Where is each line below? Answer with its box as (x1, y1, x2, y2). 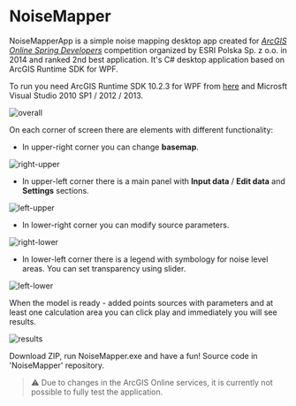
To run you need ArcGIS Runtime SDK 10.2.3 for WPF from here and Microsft (9, 80, 287, 91)
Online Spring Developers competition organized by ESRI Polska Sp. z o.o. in (9, 44, 287, 55)
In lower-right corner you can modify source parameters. (21, 219, 230, 230)
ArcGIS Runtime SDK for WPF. (9, 64, 119, 74)
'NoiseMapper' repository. (9, 360, 104, 371)
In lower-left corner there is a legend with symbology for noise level (21, 254, 269, 264)
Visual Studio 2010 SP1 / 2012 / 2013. (9, 90, 144, 101)
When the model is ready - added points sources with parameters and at (9, 297, 274, 308)
